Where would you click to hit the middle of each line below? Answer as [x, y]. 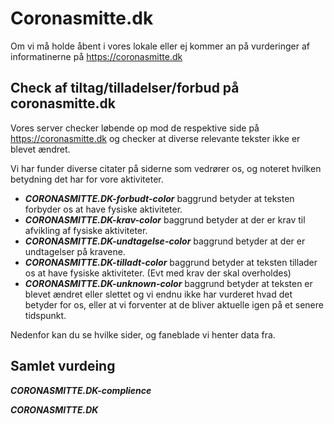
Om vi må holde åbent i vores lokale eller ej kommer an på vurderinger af [160, 46]
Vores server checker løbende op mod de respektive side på [135, 128]
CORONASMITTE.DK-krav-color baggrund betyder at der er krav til [165, 219]
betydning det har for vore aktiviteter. [87, 179]
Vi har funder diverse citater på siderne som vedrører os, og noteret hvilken [166, 168]
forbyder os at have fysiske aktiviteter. [103, 209]
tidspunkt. [45, 315]
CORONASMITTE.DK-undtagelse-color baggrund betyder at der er [165, 241]
